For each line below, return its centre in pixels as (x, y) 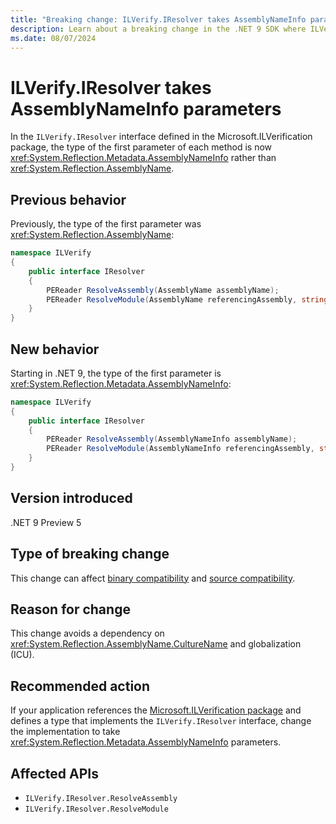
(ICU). (22, 655)
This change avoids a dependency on (87, 633)
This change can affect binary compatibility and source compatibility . (153, 578)
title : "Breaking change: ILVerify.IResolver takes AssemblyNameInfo (158, 19)
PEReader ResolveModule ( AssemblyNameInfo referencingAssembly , (180, 449)
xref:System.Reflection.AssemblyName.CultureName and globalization (156, 644)
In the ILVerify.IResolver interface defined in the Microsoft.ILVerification (161, 137)
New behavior (55, 349)
